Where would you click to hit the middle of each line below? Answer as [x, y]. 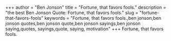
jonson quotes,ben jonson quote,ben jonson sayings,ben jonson [73, 23]
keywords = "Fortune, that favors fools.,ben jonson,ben [103, 18]
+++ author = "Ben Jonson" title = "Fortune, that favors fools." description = [86, 7]
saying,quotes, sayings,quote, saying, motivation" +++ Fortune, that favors [84, 29]
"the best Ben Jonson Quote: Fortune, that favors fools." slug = [72, 13]
